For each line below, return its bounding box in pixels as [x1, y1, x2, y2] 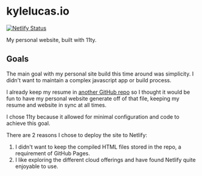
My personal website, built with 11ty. [6, 36, 97, 43]
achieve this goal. [6, 119, 50, 127]
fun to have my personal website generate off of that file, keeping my [6, 94, 179, 102]
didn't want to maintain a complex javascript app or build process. [6, 76, 172, 83]
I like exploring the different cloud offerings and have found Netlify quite [15, 156, 196, 163]
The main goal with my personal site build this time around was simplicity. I [6, 70, 194, 77]
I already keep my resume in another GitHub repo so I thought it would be [6, 88, 190, 96]
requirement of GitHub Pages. [15, 149, 90, 157]
